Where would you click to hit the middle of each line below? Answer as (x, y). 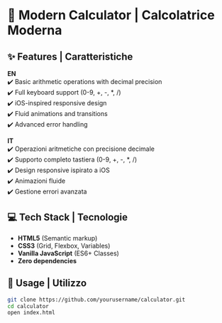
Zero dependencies (47, 260)
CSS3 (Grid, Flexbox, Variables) (64, 245)
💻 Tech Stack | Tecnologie (68, 217)
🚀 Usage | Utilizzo (47, 284)
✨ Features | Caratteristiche (70, 57)
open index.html (31, 313)
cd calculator (28, 306)
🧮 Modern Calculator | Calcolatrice (111, 15)
